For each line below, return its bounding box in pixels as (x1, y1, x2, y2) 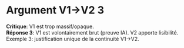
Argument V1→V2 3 (6, 4, 105, 17)
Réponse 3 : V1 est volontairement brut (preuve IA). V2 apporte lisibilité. (6, 29, 179, 36)
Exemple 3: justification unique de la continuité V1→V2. (6, 35, 139, 42)
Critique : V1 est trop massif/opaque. (6, 23, 94, 30)
